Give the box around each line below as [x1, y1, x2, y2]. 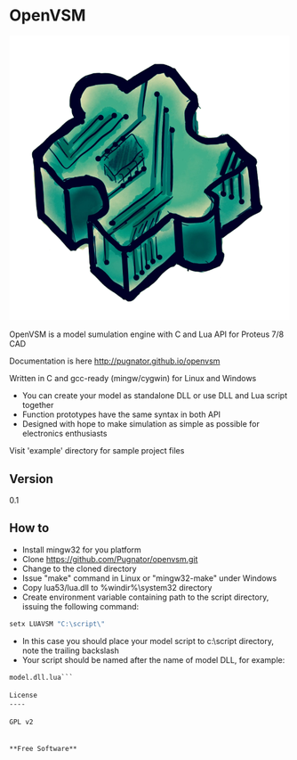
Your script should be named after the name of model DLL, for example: [21, 654, 285, 665]
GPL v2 [9, 717, 34, 726]
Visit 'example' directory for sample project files [9, 445, 185, 456]
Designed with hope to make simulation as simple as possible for [21, 419, 260, 429]
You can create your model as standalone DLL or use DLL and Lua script [21, 390, 288, 401]
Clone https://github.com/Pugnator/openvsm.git [21, 553, 198, 564]
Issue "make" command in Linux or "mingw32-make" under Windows [21, 572, 277, 584]
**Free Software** [9, 744, 77, 753]
